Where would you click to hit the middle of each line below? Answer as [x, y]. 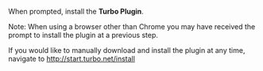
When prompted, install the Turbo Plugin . [76, 11]
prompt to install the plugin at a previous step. [83, 35]
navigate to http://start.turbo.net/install [72, 59]
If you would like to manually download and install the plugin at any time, [127, 50]
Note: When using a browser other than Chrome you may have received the [132, 26]
